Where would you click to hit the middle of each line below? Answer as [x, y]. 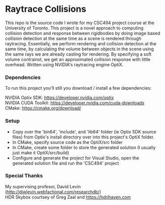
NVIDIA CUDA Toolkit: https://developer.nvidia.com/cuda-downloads [75, 103]
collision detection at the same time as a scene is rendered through [73, 38]
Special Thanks [24, 176]
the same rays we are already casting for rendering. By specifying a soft [78, 54]
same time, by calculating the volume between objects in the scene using [80, 49]
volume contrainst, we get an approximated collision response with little [78, 59]
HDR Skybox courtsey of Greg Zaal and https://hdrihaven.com [68, 197]
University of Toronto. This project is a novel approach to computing [74, 28]
